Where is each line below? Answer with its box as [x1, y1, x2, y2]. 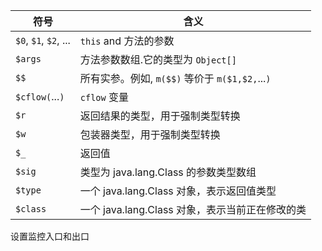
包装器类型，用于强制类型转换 [79, 128, 221, 141]
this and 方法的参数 [79, 34, 175, 48]
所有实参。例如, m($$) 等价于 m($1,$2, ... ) [79, 72, 272, 85]
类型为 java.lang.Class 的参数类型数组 [79, 165, 257, 179]
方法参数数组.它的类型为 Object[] [79, 53, 237, 66]
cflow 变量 [79, 90, 130, 104]
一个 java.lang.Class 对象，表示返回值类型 [79, 184, 277, 198]
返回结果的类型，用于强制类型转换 [79, 109, 241, 123]
